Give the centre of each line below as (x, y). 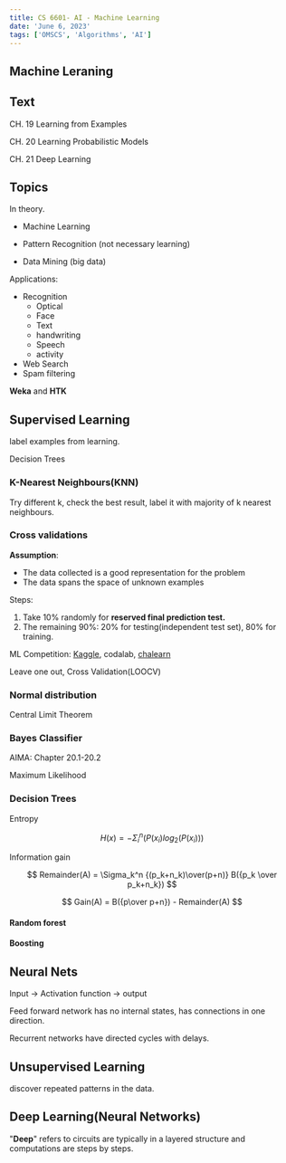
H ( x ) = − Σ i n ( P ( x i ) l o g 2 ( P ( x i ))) (152, 838)
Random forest (38, 922)
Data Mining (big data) (64, 262)
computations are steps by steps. (71, 1148)
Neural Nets (44, 972)
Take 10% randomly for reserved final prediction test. (124, 617)
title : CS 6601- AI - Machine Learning (85, 18)
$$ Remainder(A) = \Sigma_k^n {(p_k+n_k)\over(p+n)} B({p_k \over (152, 875)
